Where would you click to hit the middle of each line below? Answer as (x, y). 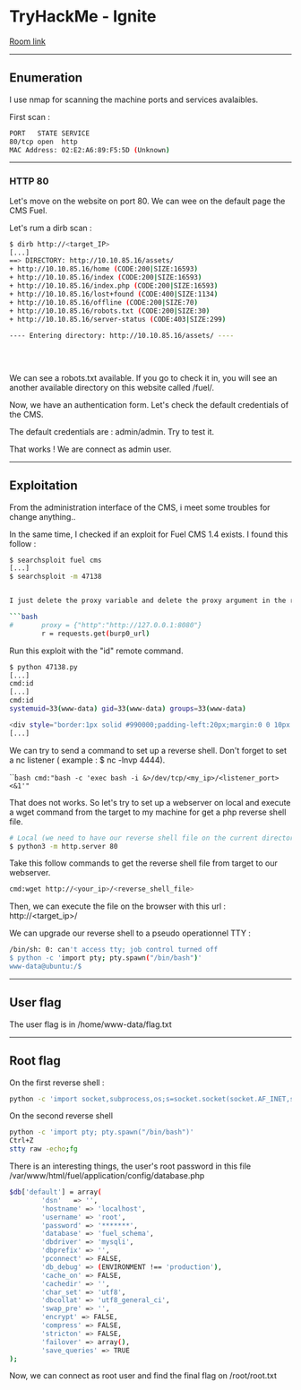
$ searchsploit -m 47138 (56, 577)
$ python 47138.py (43, 667)
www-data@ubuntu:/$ (46, 967)
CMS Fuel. (28, 210)
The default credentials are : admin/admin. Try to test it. (112, 431)
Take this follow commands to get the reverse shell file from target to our (143, 863)
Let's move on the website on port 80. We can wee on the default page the (147, 201)
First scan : (30, 117)
